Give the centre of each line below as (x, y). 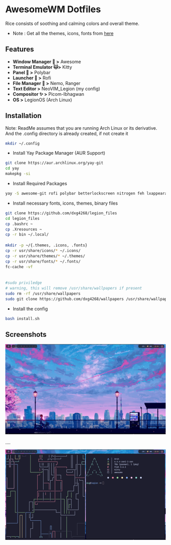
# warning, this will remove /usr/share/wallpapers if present (74, 289)
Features (20, 49)
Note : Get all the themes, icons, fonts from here (63, 33)
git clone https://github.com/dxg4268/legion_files (61, 213)
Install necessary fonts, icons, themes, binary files (65, 203)
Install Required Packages (40, 184)
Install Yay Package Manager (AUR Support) (59, 153)
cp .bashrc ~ (19, 224)
